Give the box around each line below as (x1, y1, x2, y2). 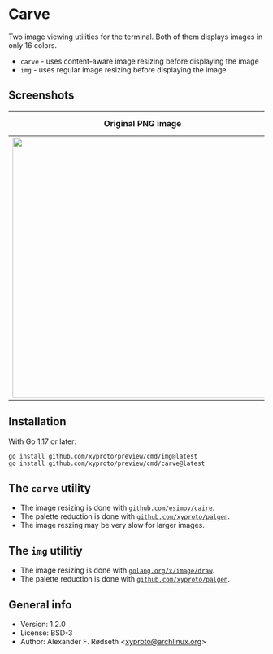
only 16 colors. (8, 40, 58, 50)
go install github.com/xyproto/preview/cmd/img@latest (8, 452, 198, 460)
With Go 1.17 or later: (8, 437, 77, 446)
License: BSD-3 (19, 628, 73, 638)
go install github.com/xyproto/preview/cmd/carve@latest (8, 459, 206, 467)
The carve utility (8, 481, 91, 495)
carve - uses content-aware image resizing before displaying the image (19, 56, 260, 66)
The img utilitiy (8, 543, 83, 558)
